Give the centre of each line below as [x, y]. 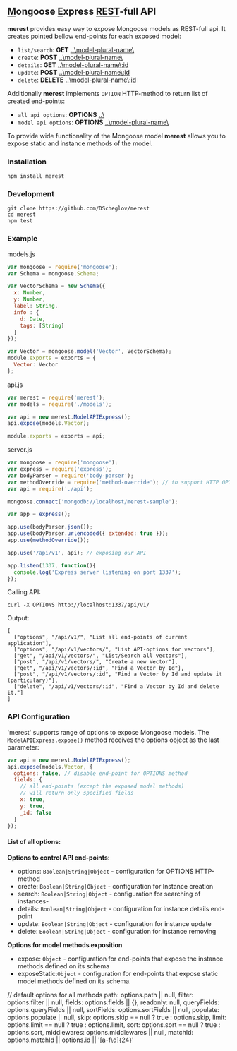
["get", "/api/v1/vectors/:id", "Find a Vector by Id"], [99, 668]
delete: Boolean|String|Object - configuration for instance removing [117, 931]
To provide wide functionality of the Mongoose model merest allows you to [116, 136]
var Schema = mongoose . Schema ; [53, 274]
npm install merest [36, 176]
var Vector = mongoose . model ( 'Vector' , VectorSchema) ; [90, 352]
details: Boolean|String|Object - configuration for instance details [113, 908]
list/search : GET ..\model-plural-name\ [76, 49]
